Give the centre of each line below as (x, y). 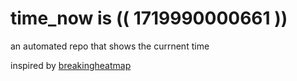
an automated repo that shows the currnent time (110, 46)
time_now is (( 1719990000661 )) (149, 18)
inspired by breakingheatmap (71, 65)
